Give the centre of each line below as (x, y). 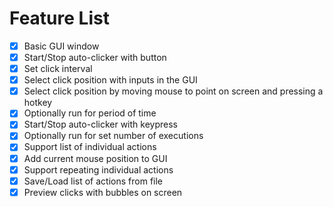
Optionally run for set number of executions (113, 136)
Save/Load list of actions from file (93, 181)
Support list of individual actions (90, 147)
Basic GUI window (61, 46)
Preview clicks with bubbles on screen (103, 192)
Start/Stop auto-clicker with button (95, 57)
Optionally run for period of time (90, 113)
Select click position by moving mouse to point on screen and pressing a (173, 91)
